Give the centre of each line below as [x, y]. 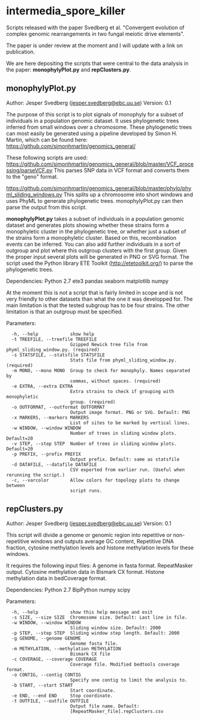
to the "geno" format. [32, 177]
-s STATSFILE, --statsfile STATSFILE [58, 355]
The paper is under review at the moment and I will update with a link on [95, 45]
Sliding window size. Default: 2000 [115, 628]
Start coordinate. [93, 690]
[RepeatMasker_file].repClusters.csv [117, 711]
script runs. [86, 490]
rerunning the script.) [36, 475]
